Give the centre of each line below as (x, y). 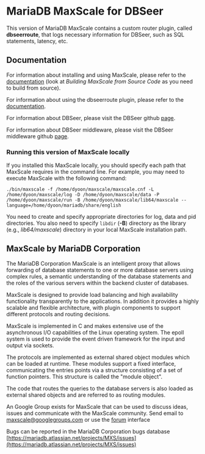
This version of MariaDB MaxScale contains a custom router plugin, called (99, 28)
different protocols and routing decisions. (58, 314)
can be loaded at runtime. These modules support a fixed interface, (91, 363)
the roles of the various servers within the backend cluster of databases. (98, 283)
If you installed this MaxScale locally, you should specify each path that (96, 165)
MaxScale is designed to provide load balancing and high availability (92, 294)
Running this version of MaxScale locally (68, 152)
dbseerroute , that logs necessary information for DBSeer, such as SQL (95, 34)
